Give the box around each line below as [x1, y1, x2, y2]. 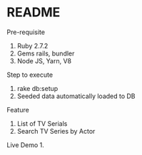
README [6, 4, 61, 21]
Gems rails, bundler [16, 49, 75, 58]
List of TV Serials [16, 119, 68, 128]
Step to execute [6, 70, 54, 79]
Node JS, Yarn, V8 [16, 56, 72, 65]
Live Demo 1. [6, 140, 44, 149]
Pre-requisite [6, 28, 46, 36]
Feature [6, 105, 29, 114]
